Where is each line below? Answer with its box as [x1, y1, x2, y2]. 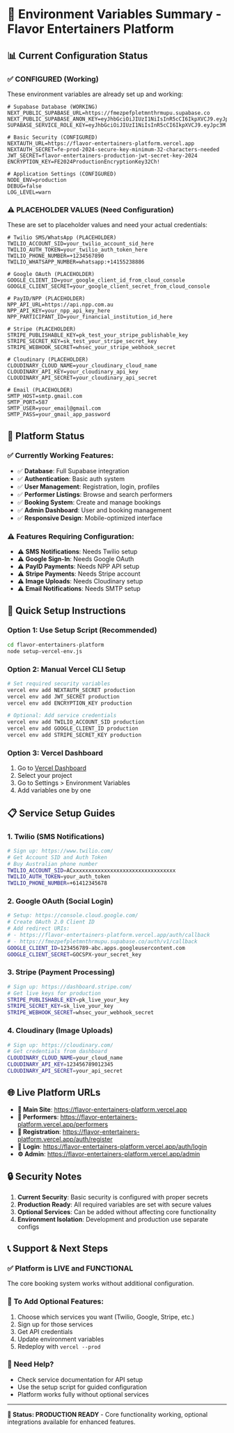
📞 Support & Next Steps [7, 1242, 109, 1254]
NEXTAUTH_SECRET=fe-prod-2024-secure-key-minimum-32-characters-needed [7, 146, 219, 153]
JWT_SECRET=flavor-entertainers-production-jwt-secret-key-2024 [7, 152, 198, 159]
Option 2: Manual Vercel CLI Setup [7, 664, 126, 674]
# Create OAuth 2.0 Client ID [7, 919, 95, 926]
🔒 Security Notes [7, 1171, 82, 1183]
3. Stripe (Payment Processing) [7, 967, 115, 977]
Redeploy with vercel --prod [17, 1342, 101, 1351]
